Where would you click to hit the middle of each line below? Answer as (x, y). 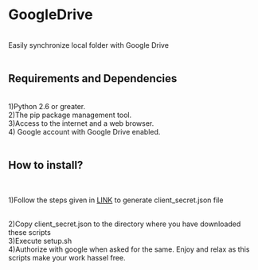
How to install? (46, 165)
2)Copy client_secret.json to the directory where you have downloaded (125, 224)
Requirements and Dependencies (93, 78)
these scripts (30, 232)
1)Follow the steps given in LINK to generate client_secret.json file (116, 200)
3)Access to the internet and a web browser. (81, 123)
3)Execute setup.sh (40, 241)
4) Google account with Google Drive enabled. (84, 131)
